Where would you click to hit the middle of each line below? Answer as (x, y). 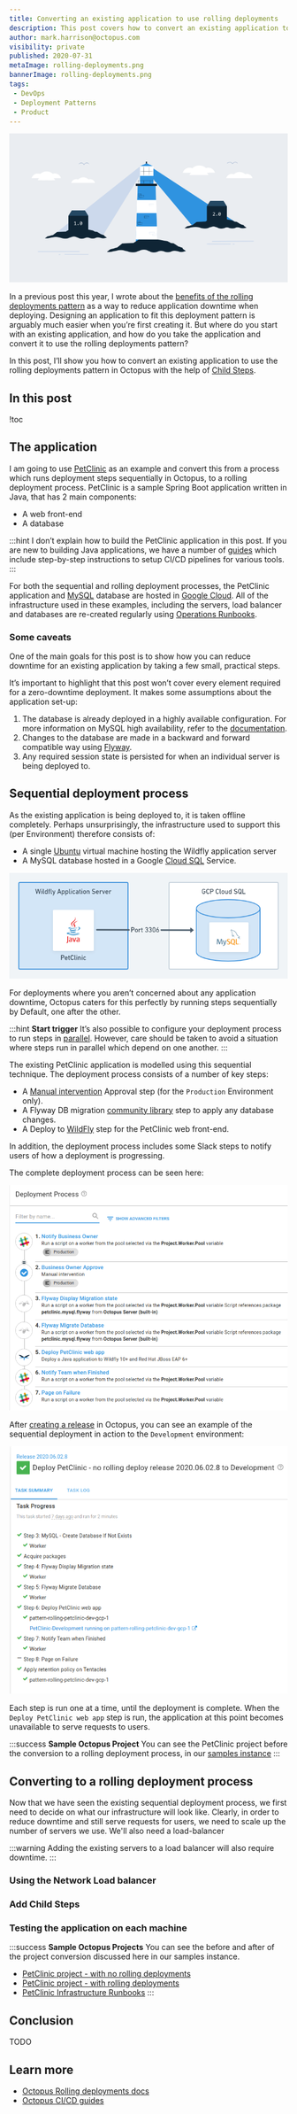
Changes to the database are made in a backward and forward (136, 738)
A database (43, 523)
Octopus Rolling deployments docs (86, 2091)
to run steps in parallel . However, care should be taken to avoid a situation (144, 1038)
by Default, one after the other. (65, 1011)
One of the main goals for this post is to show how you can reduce (130, 656)
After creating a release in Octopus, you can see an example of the (131, 1425)
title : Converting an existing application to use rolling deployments (144, 19)
